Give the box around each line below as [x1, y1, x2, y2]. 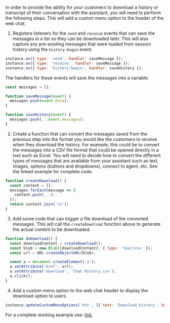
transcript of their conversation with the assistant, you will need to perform [5, 10, 161, 16]
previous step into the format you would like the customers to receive [12, 136, 157, 142]
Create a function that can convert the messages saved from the [12, 131, 148, 137]
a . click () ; [10, 273, 33, 278]
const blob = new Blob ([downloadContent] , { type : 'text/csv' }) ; [10, 246, 153, 251]
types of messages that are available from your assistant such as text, [12, 157, 159, 164]
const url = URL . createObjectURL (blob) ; [10, 250, 96, 255]
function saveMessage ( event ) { [5, 94, 71, 99]
